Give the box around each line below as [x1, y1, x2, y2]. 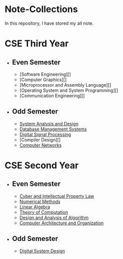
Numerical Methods [19, 198, 61, 205]
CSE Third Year [5, 38, 69, 49]
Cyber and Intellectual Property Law [19, 193, 94, 199]
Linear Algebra [19, 204, 51, 210]
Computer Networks [19, 142, 62, 148]
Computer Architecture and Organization [19, 220, 104, 226]
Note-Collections [5, 4, 78, 15]
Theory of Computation [19, 209, 68, 215]
